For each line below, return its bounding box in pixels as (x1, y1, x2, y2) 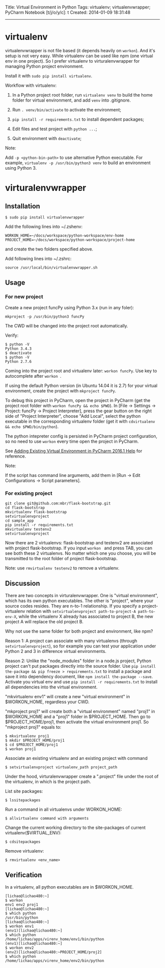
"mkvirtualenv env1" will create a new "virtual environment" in (5, 693, 130, 699)
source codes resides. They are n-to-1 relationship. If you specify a (5, 603, 141, 609)
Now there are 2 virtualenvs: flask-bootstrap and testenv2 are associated (5, 539, 153, 545)
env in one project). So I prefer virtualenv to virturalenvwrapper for (5, 58, 140, 64)
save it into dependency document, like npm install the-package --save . (5, 673, 153, 680)
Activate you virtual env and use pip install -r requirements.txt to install (5, 679, 158, 684)
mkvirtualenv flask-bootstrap (5, 509, 67, 514)
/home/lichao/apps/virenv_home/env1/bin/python (5, 936, 105, 941)
